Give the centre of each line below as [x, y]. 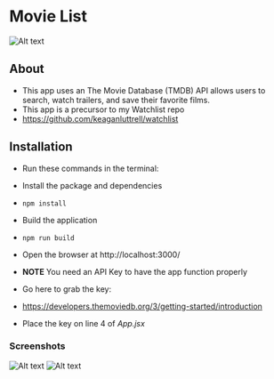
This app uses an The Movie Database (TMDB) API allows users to [144, 90]
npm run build [48, 238]
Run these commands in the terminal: [90, 168]
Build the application [60, 220]
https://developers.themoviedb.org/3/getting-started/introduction [142, 306]
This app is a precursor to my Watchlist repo [103, 109]
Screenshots [37, 346]
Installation [41, 147]
